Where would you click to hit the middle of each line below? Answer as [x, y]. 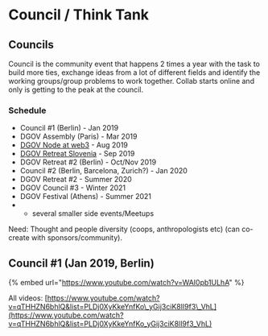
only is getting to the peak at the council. [76, 89]
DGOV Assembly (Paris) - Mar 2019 [78, 137]
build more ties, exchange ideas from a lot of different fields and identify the [134, 73]
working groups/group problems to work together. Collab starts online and [132, 81]
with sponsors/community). [77, 238]
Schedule [27, 110]
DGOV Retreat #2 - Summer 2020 [76, 180]
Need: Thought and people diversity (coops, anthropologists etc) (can [124, 229]
